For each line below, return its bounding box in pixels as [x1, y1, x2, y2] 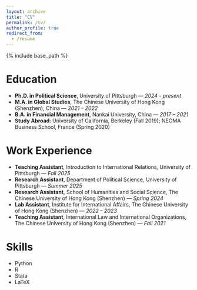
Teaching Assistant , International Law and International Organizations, [14, 213, 187, 221]
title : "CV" [6, 14, 35, 20]
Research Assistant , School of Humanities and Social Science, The [14, 188, 178, 195]
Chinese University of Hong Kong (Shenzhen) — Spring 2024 [14, 195, 163, 202]
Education [6, 73, 57, 86]
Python [14, 259, 32, 266]
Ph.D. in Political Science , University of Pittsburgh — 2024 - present [14, 92, 182, 99]
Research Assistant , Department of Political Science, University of [14, 176, 178, 183]
